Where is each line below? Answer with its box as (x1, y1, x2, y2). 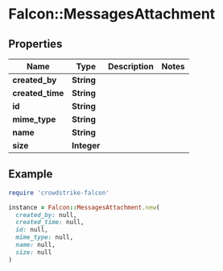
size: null (15, 248, 52, 256)
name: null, (15, 241, 56, 249)
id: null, (15, 226, 48, 234)
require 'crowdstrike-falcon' (8, 189, 110, 197)
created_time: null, (15, 219, 85, 227)
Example (8, 167, 53, 181)
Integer (72, 140, 101, 151)
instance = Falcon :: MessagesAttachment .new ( (8, 203, 160, 211)
